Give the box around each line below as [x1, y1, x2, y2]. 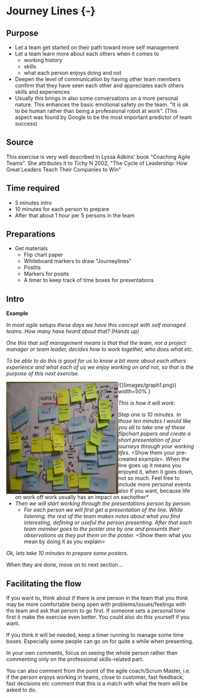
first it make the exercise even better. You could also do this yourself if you [6, 614, 190, 621]
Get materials [14, 245, 48, 252]
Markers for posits [23, 270, 69, 277]
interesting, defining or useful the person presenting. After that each [23, 519, 192, 526]
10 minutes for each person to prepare [14, 205, 109, 213]
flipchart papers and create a [118, 430, 191, 437]
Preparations [6, 229, 56, 240]
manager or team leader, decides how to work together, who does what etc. [6, 345, 194, 353]
